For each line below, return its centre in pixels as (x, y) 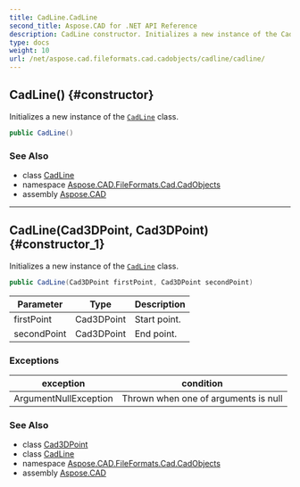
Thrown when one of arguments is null (202, 398)
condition (202, 383)
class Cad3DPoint (55, 445)
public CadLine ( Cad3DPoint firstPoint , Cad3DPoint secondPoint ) (131, 282)
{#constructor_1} (57, 245)
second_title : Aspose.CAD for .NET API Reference (104, 26)
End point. (156, 334)
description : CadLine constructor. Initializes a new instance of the (143, 34)
